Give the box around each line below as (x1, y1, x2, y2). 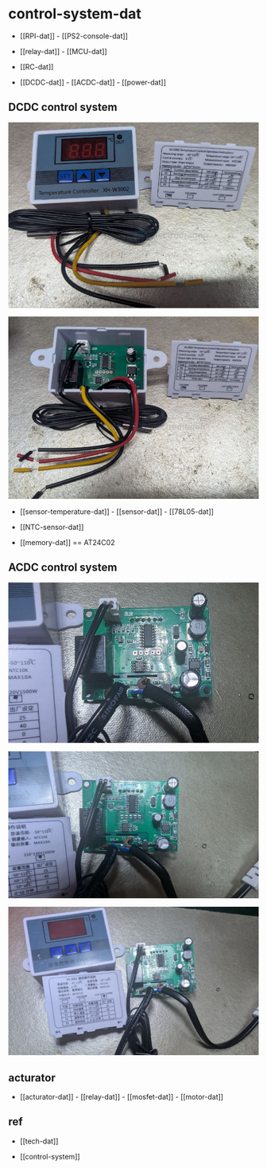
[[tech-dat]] (19, 1136, 59, 1146)
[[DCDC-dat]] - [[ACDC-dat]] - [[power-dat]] (19, 77, 167, 87)
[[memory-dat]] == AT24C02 (19, 537, 115, 547)
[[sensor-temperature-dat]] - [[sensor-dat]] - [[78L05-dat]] (19, 507, 215, 516)
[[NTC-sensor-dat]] (19, 522, 84, 532)
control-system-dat (8, 5, 141, 23)
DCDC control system (8, 100, 118, 114)
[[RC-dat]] (19, 61, 54, 72)
